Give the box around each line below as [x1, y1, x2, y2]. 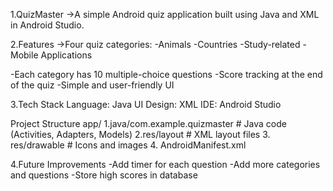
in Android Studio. [10, 19, 85, 31]
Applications [40, 49, 93, 61]
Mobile [10, 49, 39, 61]
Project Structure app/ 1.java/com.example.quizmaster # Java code [10, 118, 287, 129]
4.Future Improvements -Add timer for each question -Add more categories [10, 159, 321, 170]
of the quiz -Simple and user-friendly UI [10, 79, 175, 91]
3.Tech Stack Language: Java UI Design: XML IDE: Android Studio [10, 99, 282, 110]
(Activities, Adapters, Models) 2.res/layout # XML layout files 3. [10, 129, 271, 140]
